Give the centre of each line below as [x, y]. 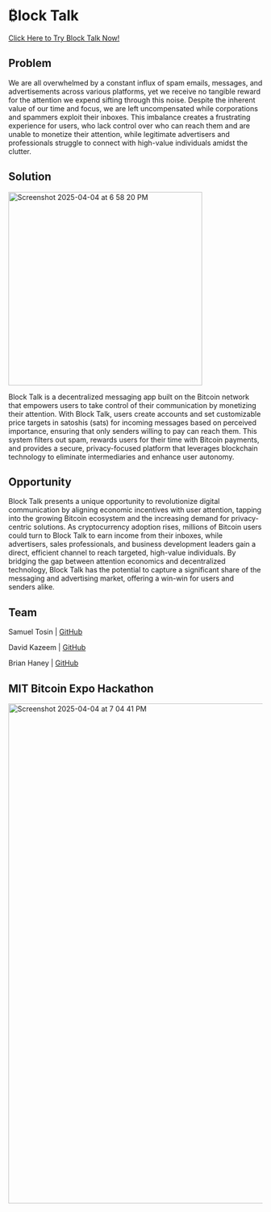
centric [20, 527]
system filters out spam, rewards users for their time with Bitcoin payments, [134, 439]
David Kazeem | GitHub [47, 648]
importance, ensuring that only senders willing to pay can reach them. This [133, 431]
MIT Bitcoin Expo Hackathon [81, 688]
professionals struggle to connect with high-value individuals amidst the [128, 143]
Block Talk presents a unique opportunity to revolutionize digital [114, 502]
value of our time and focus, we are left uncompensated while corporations [133, 108]
